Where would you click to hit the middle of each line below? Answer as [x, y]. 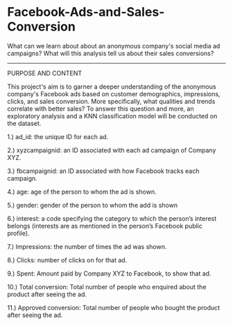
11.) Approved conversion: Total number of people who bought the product [114, 307]
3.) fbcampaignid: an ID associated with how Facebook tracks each [103, 171]
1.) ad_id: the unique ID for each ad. [58, 136]
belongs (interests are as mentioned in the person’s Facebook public [105, 226]
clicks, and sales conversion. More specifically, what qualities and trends [111, 101]
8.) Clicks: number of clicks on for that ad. [67, 260]
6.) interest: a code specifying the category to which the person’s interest [112, 218]
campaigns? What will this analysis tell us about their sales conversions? [111, 53]
